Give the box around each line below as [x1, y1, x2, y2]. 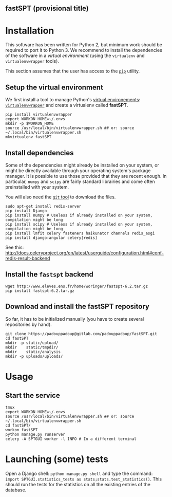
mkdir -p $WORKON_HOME [5, 121, 54, 126]
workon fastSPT [5, 427, 38, 432]
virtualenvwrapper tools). [5, 58, 59, 64]
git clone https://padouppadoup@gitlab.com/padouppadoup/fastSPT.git [5, 331, 158, 336]
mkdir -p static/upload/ [5, 340, 59, 345]
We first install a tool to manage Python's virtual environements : [5, 97, 141, 103]
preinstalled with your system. [5, 183, 69, 190]
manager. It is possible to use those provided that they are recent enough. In [5, 173, 167, 179]
